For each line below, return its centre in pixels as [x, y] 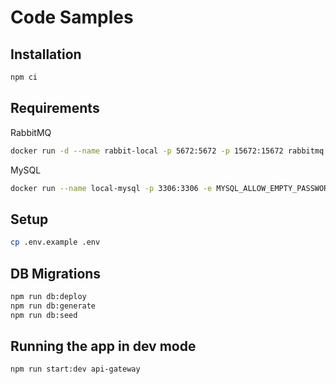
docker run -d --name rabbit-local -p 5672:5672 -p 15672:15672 [147, 151]
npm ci [24, 77]
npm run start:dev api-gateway [75, 369]
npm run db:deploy [48, 296]
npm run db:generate [53, 306]
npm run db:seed [44, 315]
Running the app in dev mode [103, 346]
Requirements [55, 108]
